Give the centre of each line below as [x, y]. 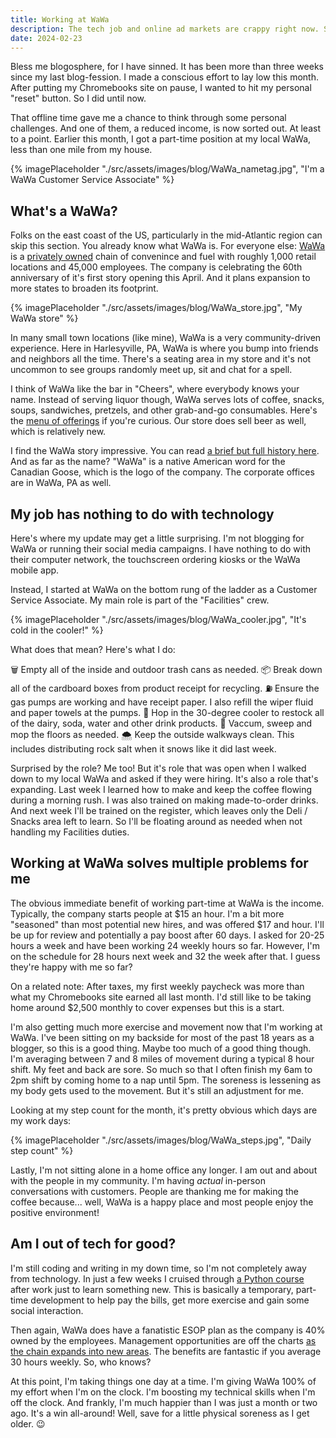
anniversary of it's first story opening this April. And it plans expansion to [160, 278]
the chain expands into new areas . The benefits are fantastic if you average [166, 1351]
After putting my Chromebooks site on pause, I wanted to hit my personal [161, 88]
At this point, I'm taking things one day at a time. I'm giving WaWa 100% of [163, 1381]
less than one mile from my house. [81, 150]
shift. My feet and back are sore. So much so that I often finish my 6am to [161, 1069]
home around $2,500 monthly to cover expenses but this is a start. [147, 1007]
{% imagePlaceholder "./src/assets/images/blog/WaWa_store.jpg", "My [156, 308]
